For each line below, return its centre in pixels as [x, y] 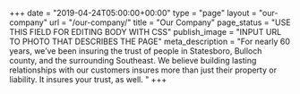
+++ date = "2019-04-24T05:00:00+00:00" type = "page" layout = [133, 13]
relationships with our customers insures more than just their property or [143, 70]
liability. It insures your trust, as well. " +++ [88, 79]
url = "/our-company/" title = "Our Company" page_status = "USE [170, 22]
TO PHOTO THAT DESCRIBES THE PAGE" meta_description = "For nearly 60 [150, 41]
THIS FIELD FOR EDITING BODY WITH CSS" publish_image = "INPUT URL [146, 32]
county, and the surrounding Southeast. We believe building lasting [133, 60]
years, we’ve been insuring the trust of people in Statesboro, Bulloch [136, 51]
